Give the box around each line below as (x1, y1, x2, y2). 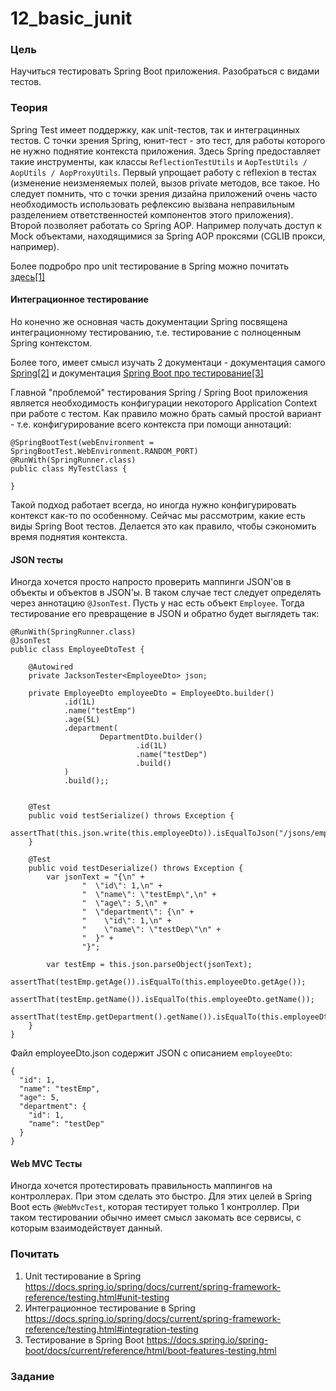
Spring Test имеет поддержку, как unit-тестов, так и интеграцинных (10, 123, 300, 136)
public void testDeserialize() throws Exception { (28, 863, 244, 874)
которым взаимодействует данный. (10, 1222, 163, 1234)
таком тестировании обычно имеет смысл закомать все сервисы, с (10, 1212, 302, 1224)
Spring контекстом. (10, 337, 93, 349)
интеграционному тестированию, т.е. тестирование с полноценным (10, 326, 302, 338)
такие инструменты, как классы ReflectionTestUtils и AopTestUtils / (10, 155, 308, 167)
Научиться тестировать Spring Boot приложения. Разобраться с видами (10, 65, 320, 77)
